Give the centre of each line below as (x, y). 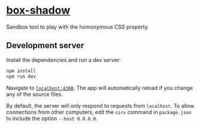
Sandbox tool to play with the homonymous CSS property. (78, 27)
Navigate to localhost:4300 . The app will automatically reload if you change (100, 88)
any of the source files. (34, 94)
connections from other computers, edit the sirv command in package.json (99, 112)
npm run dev (21, 76)
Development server (45, 46)
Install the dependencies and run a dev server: (63, 60)
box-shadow (38, 10)
